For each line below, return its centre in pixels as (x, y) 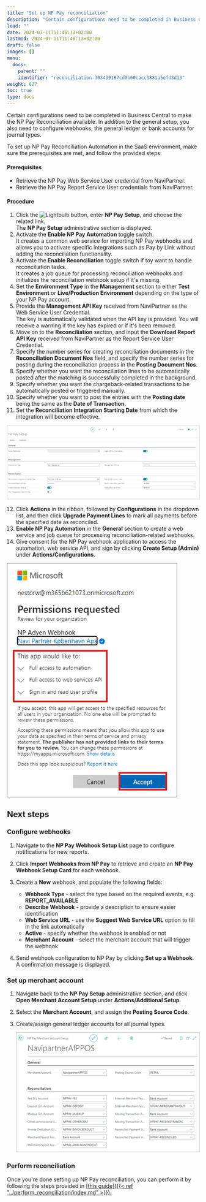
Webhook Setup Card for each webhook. (68, 870)
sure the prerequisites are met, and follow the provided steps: (84, 153)
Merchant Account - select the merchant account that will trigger (108, 939)
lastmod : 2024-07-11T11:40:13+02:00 (53, 39)
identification (42, 913)
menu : (14, 58)
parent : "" (32, 71)
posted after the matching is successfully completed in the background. (106, 378)
